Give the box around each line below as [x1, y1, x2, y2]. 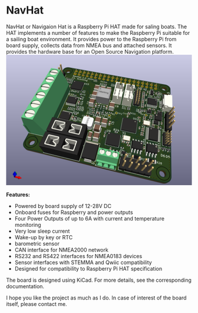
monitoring [14, 222, 41, 229]
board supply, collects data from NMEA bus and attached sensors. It [6, 42, 172, 49]
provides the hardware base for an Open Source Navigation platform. [6, 48, 174, 55]
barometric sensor [14, 240, 60, 248]
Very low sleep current [14, 228, 70, 235]
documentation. [6, 283, 45, 290]
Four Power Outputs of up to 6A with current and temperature [14, 215, 165, 222]
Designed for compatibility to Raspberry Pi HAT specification [14, 265, 163, 272]
